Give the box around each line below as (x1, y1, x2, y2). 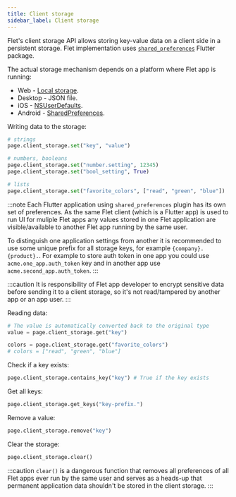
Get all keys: (7, 387, 44, 395)
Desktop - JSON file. (17, 93, 78, 102)
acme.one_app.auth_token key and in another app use (7, 259, 161, 267)
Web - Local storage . (17, 86, 79, 94)
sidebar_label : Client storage (7, 17, 99, 24)
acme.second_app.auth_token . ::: (7, 266, 99, 275)
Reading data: (7, 308, 48, 317)
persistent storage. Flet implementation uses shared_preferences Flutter (7, 44, 216, 52)
